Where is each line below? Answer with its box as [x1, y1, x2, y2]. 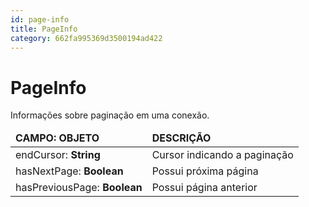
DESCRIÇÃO [151, 131, 212, 145]
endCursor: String [15, 148, 101, 162]
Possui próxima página [151, 164, 259, 178]
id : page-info [10, 14, 70, 25]
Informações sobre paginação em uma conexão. [10, 109, 210, 121]
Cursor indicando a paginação [151, 148, 294, 162]
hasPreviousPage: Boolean [15, 181, 143, 195]
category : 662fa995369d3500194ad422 [10, 33, 163, 43]
